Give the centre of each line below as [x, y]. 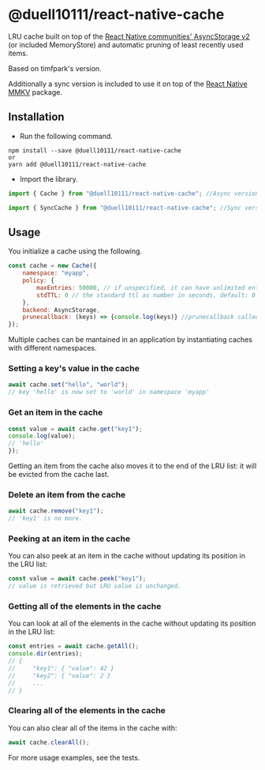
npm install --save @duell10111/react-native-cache [95, 150]
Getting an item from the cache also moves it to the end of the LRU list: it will [132, 466]
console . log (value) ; [42, 436]
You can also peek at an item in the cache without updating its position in [127, 556]
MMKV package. [35, 92]
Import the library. [49, 178]
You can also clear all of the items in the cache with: [93, 727]
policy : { [39, 281]
